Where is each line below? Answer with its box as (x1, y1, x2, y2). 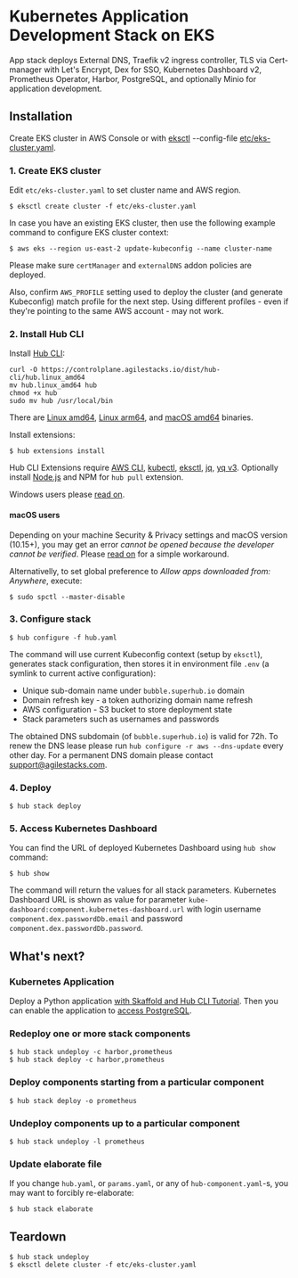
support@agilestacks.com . (9, 759, 108, 770)
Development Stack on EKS (9, 25, 215, 45)
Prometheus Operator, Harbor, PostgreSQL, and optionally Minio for (9, 73, 256, 84)
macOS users (9, 509, 60, 520)
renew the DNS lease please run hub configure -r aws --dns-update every (9, 740, 284, 751)
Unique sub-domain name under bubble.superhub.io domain (21, 685, 245, 696)
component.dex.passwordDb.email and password (9, 913, 183, 924)
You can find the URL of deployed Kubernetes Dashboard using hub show (9, 843, 276, 853)
